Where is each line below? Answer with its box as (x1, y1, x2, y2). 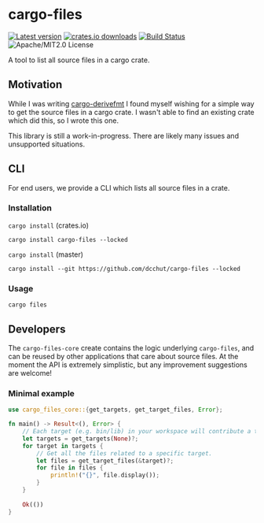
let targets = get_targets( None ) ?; (22, 435, 139, 443)
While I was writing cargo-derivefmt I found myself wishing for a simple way (8, 98, 255, 108)
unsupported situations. (8, 139, 85, 149)
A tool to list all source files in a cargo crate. (8, 55, 150, 65)
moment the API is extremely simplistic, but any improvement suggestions (8, 360, 247, 369)
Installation (8, 202, 53, 213)
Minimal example (8, 388, 75, 399)
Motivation (8, 78, 63, 91)
